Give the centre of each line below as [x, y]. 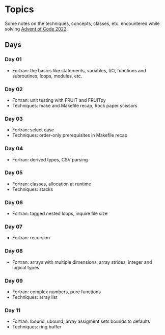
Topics [19, 9]
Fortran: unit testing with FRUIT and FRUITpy [59, 100]
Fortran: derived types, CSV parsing [50, 159]
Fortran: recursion [31, 238]
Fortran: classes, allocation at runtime [52, 184]
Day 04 [14, 149]
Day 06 [14, 202]
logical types [25, 267]
